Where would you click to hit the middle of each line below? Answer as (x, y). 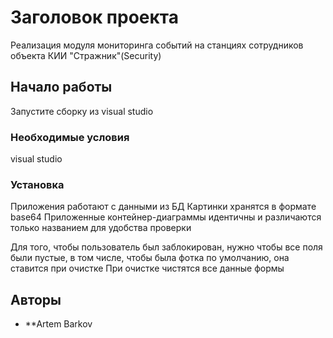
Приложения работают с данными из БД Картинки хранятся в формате (163, 207)
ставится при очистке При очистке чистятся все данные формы (147, 268)
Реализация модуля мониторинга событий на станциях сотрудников (157, 45)
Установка (37, 184)
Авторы (36, 299)
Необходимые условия (70, 137)
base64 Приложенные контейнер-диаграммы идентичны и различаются (166, 217)
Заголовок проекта (95, 17)
